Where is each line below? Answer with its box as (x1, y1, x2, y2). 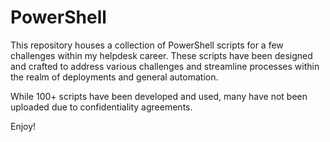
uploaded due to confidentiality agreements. (10, 101, 193, 113)
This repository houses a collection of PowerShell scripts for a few (10, 39, 284, 51)
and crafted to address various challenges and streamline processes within (10, 60, 320, 72)
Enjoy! (10, 120, 37, 132)
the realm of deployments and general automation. (10, 71, 219, 83)
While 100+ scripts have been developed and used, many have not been (10, 90, 308, 102)
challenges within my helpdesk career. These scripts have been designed (10, 49, 313, 61)
